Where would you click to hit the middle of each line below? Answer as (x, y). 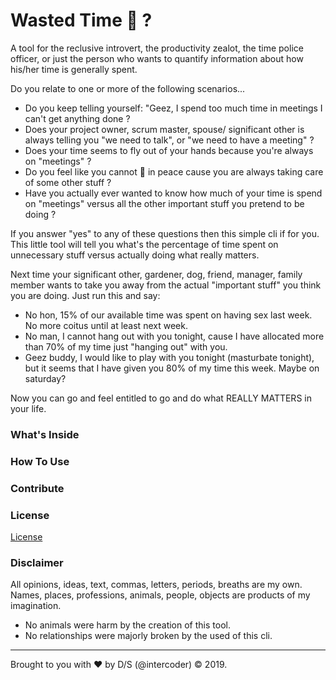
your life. (28, 408)
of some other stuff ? (68, 182)
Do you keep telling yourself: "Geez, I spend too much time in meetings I (173, 108)
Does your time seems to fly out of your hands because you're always (169, 150)
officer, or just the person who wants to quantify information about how (157, 58)
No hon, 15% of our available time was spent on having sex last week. (168, 315)
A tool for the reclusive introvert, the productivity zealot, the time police (157, 48)
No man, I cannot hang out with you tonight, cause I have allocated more (174, 336)
